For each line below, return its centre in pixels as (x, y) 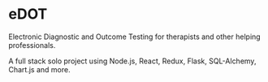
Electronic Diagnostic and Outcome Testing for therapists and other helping (135, 37)
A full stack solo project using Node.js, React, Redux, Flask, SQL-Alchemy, (132, 61)
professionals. (32, 45)
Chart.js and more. (39, 69)
